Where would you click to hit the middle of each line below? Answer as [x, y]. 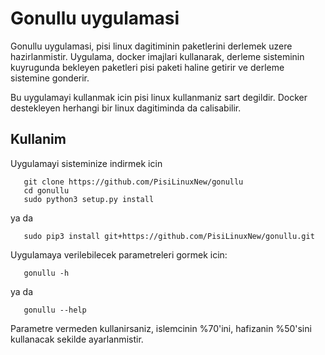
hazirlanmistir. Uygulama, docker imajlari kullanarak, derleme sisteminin [157, 56]
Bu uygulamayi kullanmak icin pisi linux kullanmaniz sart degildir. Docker [159, 97]
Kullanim [38, 139]
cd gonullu [46, 190]
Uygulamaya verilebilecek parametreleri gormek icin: [119, 254]
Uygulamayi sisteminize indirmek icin [86, 163]
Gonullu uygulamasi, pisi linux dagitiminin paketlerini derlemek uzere [151, 46]
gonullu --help [55, 310]
